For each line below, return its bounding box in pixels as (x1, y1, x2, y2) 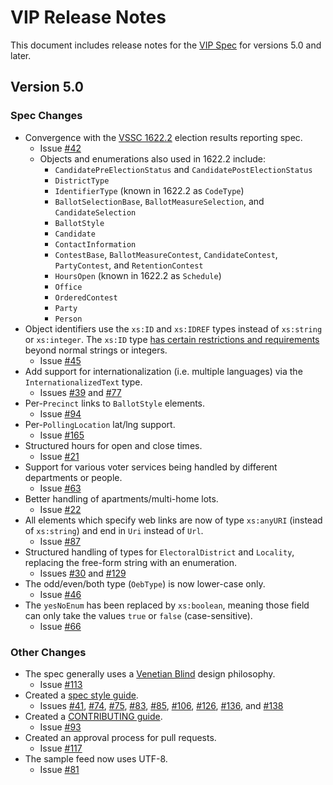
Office (54, 282, 83, 292)
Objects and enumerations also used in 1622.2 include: (39, 152, 267, 165)
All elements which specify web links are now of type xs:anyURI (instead (24, 514, 323, 526)
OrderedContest (54, 292, 118, 303)
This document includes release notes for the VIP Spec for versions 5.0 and (10, 39, 322, 51)
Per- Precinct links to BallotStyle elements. (24, 397, 206, 409)
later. (10, 49, 32, 61)
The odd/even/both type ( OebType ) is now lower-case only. (24, 577, 266, 590)
